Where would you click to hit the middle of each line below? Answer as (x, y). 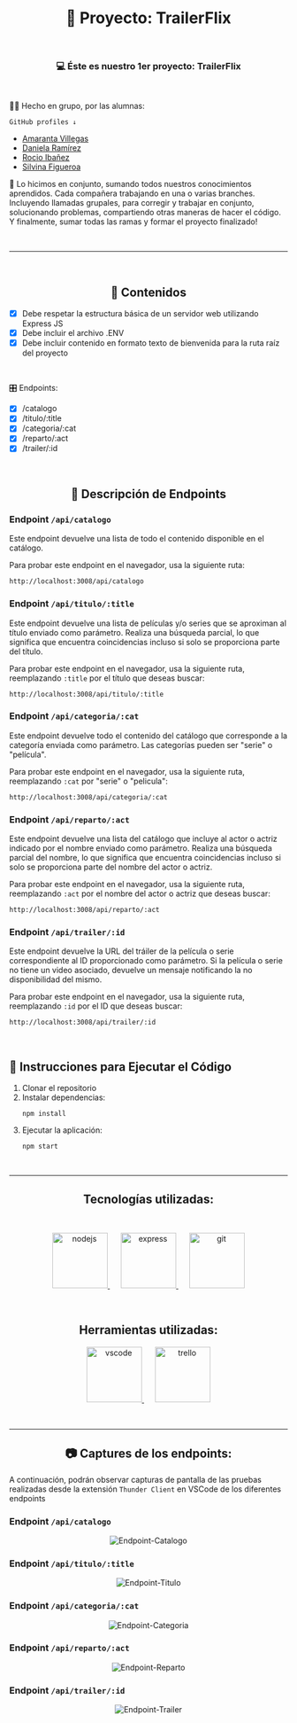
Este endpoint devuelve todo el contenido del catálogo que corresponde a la (148, 736)
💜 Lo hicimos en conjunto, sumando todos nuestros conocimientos (130, 184)
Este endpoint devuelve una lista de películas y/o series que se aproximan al (148, 623)
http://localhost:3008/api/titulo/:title (87, 694)
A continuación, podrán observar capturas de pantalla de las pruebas (136, 1479)
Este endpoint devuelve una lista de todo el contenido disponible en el (137, 539)
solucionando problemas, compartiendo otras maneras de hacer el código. (145, 213)
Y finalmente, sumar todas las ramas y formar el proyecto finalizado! (133, 222)
